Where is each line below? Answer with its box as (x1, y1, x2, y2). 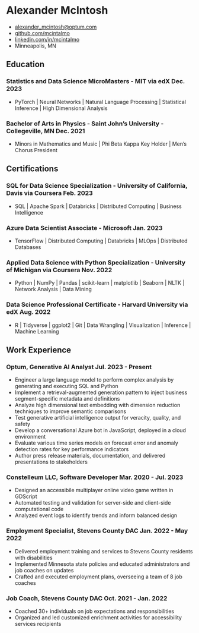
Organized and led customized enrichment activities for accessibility (14, 614, 182, 621)
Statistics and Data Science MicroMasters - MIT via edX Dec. (6, 77, 185, 86)
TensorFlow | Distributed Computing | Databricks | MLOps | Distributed (14, 237, 188, 244)
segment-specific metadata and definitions (14, 395, 120, 402)
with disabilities (14, 554, 53, 561)
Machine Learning (14, 327, 59, 335)
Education (6, 59, 45, 70)
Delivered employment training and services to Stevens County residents (14, 547, 193, 555)
